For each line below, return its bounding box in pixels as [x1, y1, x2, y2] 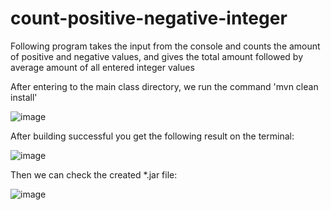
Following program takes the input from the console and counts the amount [10, 40, 321, 52]
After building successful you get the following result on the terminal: [10, 130, 295, 142]
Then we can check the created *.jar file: [10, 168, 178, 181]
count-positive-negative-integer [10, 7, 288, 30]
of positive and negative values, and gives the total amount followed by [10, 50, 304, 62]
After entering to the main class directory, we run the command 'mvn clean [10, 80, 319, 92]
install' [10, 91, 38, 103]
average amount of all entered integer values [10, 61, 195, 73]
